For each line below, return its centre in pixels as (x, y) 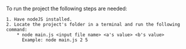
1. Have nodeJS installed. (39, 19)
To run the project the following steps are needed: (67, 9)
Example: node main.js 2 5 (55, 40)
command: (17, 30)
